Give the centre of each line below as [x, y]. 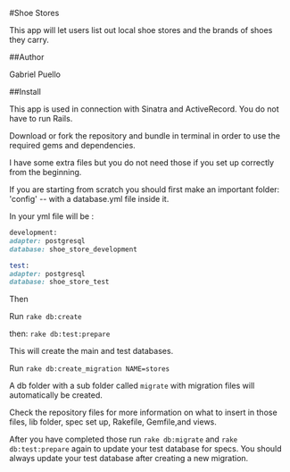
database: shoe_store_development [74, 249]
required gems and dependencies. [72, 145]
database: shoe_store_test [59, 282]
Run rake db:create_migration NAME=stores [90, 368]
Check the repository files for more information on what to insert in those [144, 413]
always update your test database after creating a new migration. [129, 459]
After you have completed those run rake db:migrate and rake [124, 439]
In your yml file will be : [52, 216]
